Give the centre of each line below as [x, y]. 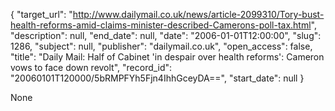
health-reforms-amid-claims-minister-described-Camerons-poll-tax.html [161, 25]
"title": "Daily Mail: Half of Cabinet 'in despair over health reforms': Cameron [167, 57]
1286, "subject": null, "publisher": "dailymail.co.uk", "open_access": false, [161, 46]
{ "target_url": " [41, 14]
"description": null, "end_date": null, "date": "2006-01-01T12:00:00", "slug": [166, 35]
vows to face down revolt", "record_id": [91, 67]
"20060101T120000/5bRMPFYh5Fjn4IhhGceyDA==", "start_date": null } [157, 78]
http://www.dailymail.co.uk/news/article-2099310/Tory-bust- [198, 14]
